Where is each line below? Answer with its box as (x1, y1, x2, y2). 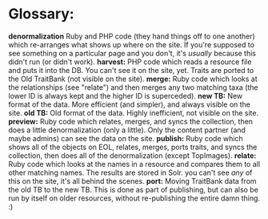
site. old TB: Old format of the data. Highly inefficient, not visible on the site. (8, 107, 258, 117)
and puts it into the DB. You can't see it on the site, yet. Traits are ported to (8, 65, 254, 75)
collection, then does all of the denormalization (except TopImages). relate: (8, 150, 257, 160)
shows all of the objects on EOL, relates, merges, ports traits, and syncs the (8, 142, 258, 152)
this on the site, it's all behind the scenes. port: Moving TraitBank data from (8, 176, 258, 185)
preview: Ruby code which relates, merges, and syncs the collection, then (8, 116, 254, 126)
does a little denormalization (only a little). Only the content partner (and (8, 125, 246, 135)
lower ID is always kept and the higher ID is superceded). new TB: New (8, 91, 243, 100)
